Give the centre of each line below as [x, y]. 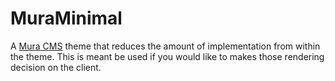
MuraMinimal [66, 18]
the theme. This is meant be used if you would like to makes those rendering [167, 56]
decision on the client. [56, 67]
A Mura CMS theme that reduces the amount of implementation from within [165, 46]
